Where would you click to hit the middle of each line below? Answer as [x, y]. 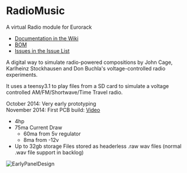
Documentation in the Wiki [47, 38]
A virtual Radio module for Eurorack [49, 27]
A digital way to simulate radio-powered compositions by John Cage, [89, 62]
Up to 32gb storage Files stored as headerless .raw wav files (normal [98, 146]
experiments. [22, 74]
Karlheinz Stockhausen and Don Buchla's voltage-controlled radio [86, 68]
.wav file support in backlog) [49, 152]
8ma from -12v [41, 140]
